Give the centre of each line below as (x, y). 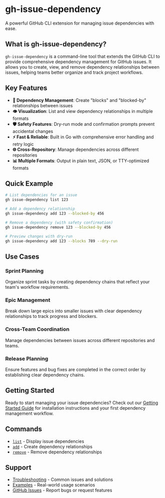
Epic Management (28, 300)
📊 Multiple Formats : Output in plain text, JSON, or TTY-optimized (81, 160)
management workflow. (30, 413)
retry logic (23, 144)
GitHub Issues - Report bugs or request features (62, 490)
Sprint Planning (25, 271)
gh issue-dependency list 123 (37, 200)
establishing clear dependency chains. (45, 375)
